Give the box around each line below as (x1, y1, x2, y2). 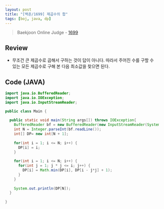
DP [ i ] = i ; (18, 145, 41, 150)
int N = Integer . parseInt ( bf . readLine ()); (14, 127, 102, 132)
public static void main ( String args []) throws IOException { (9, 118, 137, 123)
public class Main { (5, 108, 47, 114)
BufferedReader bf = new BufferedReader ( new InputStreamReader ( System (14, 123, 161, 127)
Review (5, 43, 28, 52)
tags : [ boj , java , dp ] (5, 16, 51, 21)
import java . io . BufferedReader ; (5, 91, 71, 96)
